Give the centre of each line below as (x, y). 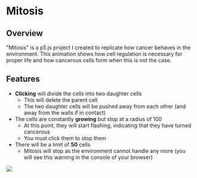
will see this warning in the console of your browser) (88, 157)
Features (23, 79)
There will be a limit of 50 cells (53, 144)
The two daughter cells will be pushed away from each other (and (105, 106)
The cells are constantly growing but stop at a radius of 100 (88, 119)
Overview (25, 33)
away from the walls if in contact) (65, 113)
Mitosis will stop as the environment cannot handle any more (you (105, 150)
